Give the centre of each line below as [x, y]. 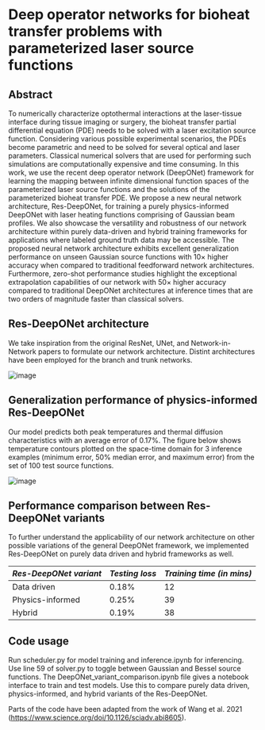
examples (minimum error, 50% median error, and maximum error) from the [132, 457]
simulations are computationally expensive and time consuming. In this [124, 164]
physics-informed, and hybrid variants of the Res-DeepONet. [108, 694]
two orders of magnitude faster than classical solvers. [96, 299]
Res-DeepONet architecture [79, 324]
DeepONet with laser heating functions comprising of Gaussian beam [122, 215]
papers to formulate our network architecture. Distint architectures [147, 352]
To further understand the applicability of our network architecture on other [132, 537]
